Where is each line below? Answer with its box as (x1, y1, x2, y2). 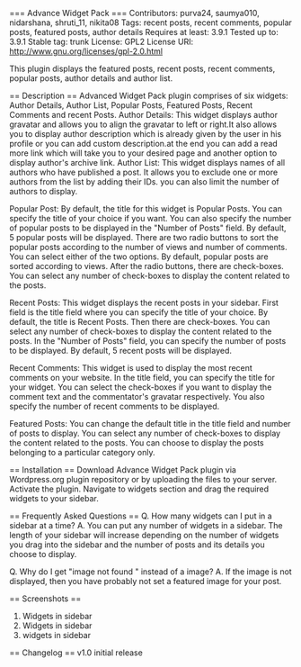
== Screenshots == (9, 593, 82, 604)
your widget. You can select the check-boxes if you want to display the (9, 382, 272, 392)
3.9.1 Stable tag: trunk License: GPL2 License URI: (9, 36, 194, 47)
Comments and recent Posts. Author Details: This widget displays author (9, 110, 279, 120)
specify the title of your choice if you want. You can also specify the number (9, 213, 292, 223)
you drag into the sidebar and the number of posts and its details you (9, 539, 265, 550)
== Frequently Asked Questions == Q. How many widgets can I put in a (9, 510, 272, 521)
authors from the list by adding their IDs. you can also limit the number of (9, 176, 280, 187)
